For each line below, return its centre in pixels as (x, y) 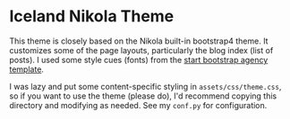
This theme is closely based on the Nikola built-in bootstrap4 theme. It (139, 41)
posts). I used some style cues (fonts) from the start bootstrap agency (139, 59)
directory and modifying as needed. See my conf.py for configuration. (138, 105)
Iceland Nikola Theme (92, 16)
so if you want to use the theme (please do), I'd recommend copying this (143, 96)
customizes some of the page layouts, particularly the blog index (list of (141, 50)
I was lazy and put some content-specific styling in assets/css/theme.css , (145, 86)
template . (27, 69)
